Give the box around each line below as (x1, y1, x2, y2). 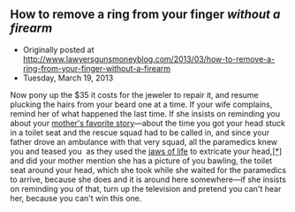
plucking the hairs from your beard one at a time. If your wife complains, (10, 99, 273, 110)
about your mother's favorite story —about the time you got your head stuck (10, 117, 286, 128)
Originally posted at (22, 44, 95, 55)
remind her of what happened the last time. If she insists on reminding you (10, 108, 281, 118)
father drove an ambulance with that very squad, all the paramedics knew (10, 136, 277, 147)
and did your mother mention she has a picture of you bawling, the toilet (10, 155, 273, 166)
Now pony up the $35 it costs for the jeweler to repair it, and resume (10, 89, 259, 100)
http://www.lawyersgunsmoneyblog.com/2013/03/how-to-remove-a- (22, 53, 276, 64)
